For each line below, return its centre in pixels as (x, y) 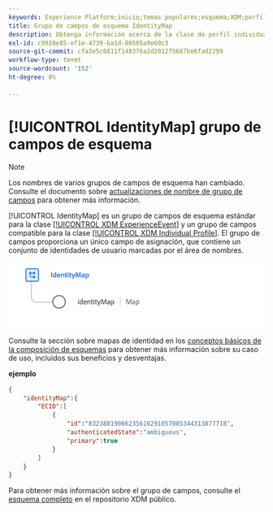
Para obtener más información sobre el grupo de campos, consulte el (125, 491)
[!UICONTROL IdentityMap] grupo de (135, 127)
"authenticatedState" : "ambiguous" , (126, 432)
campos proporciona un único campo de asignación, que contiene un (125, 241)
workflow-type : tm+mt (45, 60)
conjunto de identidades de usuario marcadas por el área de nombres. (126, 250)
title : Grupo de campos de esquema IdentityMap (91, 26)
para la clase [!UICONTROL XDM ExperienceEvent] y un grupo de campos (133, 224)
